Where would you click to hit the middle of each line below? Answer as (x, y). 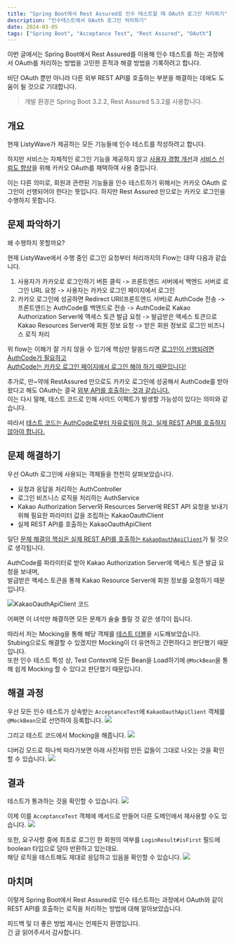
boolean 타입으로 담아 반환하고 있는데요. (63, 849)
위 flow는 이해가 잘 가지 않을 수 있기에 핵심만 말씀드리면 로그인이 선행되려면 (111, 349)
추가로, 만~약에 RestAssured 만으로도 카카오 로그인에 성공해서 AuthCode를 (111, 381)
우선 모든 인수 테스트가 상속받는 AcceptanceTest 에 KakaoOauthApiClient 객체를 (116, 711)
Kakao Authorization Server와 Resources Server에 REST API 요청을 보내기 (123, 506)
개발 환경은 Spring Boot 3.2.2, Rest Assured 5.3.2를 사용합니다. (113, 102)
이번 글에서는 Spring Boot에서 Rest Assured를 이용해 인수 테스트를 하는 (106, 54)
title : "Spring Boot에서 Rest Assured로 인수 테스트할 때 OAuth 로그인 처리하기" (117, 14)
